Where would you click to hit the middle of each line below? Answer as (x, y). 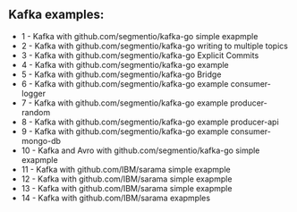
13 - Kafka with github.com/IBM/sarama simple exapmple (127, 188)
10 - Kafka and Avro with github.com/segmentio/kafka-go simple (140, 150)
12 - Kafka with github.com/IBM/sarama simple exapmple (127, 179)
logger (34, 93)
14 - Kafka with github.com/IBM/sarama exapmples (116, 198)
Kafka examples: (56, 15)
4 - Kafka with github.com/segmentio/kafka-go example (125, 64)
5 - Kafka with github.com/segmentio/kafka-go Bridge (121, 74)
